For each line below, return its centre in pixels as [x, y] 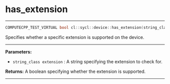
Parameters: [18, 52]
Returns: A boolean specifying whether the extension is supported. [75, 71]
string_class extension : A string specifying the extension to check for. [88, 61]
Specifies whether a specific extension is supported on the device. [75, 37]
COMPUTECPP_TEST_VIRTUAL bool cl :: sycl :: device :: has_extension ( [74, 27]
